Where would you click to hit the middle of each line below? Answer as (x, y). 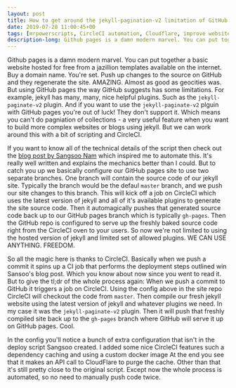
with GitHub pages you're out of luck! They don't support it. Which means (114, 112)
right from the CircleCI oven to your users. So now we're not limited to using (117, 231)
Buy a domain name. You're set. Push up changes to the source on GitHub (115, 75)
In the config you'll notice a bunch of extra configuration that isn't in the (111, 340)
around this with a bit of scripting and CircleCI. (74, 135)
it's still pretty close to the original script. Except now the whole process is (115, 370)
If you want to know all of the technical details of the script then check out (115, 148)
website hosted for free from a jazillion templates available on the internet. (115, 67)
